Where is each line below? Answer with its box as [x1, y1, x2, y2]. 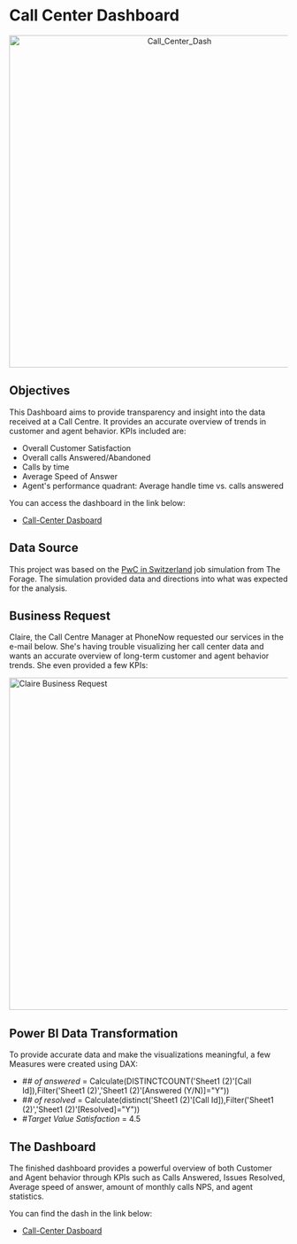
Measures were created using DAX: [9, 1059, 139, 1069]
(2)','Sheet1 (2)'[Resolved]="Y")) [21, 1104, 141, 1115]
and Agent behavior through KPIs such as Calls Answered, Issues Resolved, [9, 1172, 286, 1183]
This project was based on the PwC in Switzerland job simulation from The [9, 564, 281, 574]
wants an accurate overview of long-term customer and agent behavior [9, 650, 270, 661]
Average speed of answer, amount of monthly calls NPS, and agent [9, 1182, 254, 1192]
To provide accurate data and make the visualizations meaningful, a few [9, 1049, 271, 1060]
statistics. [9, 1191, 44, 1201]
